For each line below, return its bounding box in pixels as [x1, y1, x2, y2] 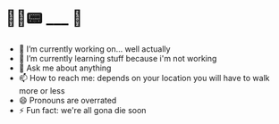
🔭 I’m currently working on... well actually [18, 43, 171, 54]
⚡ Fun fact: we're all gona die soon [18, 104, 147, 115]
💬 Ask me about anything [18, 62, 112, 73]
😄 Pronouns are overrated [18, 95, 117, 105]
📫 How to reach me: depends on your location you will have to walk [18, 72, 270, 83]
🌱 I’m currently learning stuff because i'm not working [18, 53, 217, 63]
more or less [18, 85, 65, 95]
